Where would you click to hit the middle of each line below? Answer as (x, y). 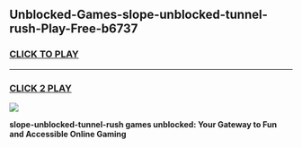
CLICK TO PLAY (44, 55)
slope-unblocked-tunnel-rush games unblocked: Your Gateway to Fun (143, 124)
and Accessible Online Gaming (68, 134)
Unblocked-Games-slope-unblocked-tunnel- (138, 15)
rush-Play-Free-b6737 (74, 29)
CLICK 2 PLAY (40, 88)
